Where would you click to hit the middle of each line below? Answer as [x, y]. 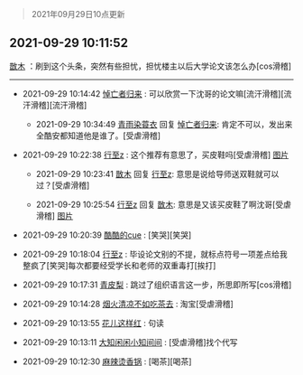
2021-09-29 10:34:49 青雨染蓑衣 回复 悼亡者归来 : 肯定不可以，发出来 [164, 124]
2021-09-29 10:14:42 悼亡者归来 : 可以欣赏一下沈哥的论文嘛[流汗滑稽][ [153, 93]
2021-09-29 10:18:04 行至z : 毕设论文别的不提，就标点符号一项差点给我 [155, 254]
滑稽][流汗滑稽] [59, 105]
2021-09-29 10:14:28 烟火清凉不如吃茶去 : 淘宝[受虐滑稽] [128, 304]
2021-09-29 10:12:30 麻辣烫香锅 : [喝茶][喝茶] [107, 361]
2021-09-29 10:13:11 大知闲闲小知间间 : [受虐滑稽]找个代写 [130, 342]
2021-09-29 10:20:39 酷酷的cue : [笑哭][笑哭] [107, 235]
